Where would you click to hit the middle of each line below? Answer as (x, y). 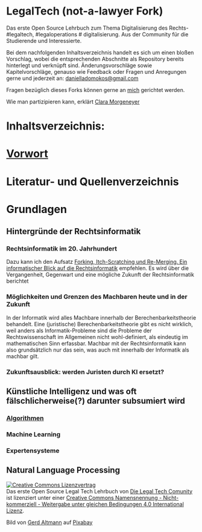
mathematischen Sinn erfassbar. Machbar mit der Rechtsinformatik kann (96, 343)
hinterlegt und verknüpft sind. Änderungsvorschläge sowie (79, 65)
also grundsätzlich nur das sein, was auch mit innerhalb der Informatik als (98, 350)
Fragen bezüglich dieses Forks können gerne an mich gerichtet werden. (96, 90)
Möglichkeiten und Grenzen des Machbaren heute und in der (97, 297)
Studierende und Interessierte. (44, 41)
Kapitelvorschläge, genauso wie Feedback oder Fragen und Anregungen (96, 71)
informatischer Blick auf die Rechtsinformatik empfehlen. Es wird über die (97, 268)
